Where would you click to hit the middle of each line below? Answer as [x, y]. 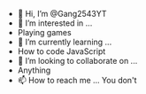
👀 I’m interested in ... [55, 23]
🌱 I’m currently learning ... [65, 42]
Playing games [45, 32]
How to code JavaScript [61, 51]
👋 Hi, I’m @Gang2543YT [62, 14]
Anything [34, 70]
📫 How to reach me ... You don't [77, 80]
